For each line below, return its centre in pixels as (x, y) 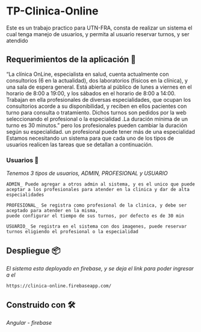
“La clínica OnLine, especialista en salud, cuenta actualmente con (88, 74)
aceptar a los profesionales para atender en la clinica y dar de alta (98, 190)
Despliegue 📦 (33, 251)
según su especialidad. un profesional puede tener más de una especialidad (101, 131)
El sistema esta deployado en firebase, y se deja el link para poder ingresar (100, 268)
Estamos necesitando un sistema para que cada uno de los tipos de (90, 138)
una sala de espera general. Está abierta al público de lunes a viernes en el (99, 87)
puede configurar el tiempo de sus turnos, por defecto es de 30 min (95, 216)
